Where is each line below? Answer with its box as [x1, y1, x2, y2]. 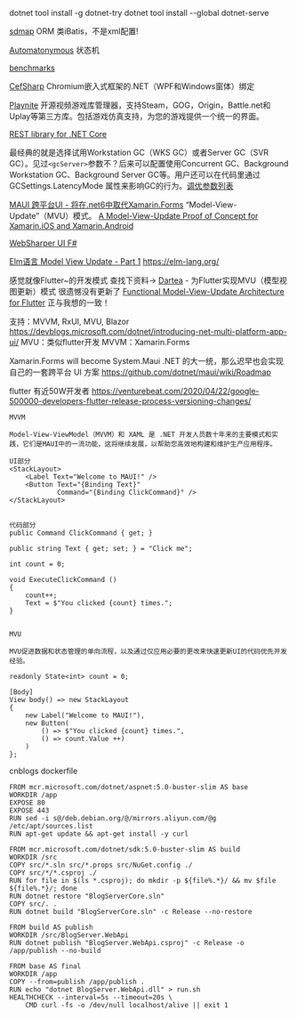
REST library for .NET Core [9, 129, 108, 139]
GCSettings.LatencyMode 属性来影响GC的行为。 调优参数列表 [9, 181, 234, 190]
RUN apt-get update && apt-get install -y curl [9, 829, 189, 838]
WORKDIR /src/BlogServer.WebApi [9, 931, 129, 940]
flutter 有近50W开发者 [9, 386, 91, 396]
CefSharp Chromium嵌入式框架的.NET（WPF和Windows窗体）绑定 [9, 81, 255, 92]
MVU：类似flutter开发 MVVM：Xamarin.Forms [20, 337, 190, 347]
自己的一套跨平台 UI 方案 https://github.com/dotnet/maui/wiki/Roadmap [9, 367, 271, 377]
